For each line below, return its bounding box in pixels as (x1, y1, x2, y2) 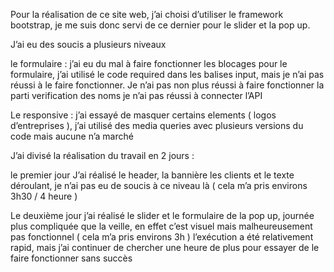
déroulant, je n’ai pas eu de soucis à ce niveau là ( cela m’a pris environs (10, 180, 308, 191)
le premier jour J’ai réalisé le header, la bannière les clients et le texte (10, 169, 295, 181)
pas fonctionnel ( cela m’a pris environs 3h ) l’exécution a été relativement (10, 231, 314, 243)
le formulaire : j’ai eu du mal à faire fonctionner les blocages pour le (10, 58, 288, 69)
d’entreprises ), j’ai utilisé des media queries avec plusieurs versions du (10, 120, 304, 131)
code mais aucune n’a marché (10, 130, 134, 142)
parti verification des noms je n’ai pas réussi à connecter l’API (10, 90, 263, 101)
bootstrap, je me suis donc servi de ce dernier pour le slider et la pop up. (10, 19, 311, 31)
